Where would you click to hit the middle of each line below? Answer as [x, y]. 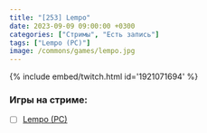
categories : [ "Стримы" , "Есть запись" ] [85, 34]
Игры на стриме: [48, 100]
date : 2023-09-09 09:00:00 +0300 [72, 26]
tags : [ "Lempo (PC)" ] [50, 43]
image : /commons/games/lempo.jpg [72, 51]
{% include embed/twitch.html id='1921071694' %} [104, 76]
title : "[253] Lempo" [50, 18]
